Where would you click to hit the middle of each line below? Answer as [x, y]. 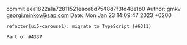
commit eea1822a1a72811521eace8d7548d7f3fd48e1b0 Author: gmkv [94, 9]
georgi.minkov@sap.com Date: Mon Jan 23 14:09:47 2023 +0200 [89, 15]
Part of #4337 [24, 37]
